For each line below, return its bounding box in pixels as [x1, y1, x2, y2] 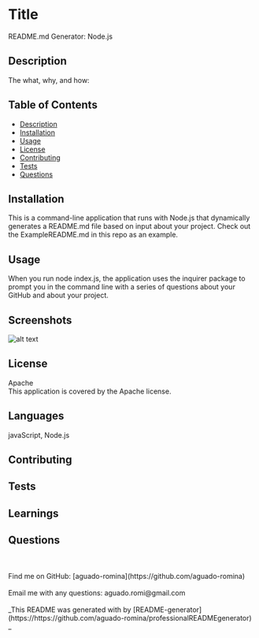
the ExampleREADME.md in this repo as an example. [8, 230, 179, 240]
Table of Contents [8, 99, 98, 112]
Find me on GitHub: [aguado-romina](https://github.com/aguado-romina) [8, 571, 246, 580]
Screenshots [8, 313, 72, 326]
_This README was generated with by [8, 605, 131, 614]
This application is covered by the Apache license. [8, 386, 172, 396]
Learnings [8, 506, 59, 520]
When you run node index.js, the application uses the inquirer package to [8, 274, 246, 283]
